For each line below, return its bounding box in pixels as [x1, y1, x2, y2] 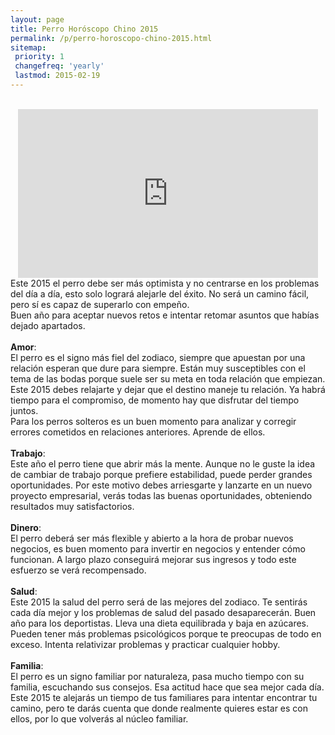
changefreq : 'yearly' [14, 61, 105, 71]
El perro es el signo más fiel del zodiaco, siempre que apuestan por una [10, 351, 306, 363]
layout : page [10, 14, 65, 25]
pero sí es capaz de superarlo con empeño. [10, 298, 190, 310]
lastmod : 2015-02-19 [14, 71, 101, 81]
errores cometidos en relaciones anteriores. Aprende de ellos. [10, 426, 266, 438]
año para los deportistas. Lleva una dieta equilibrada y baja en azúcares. [10, 617, 310, 629]
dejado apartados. [10, 319, 86, 331]
